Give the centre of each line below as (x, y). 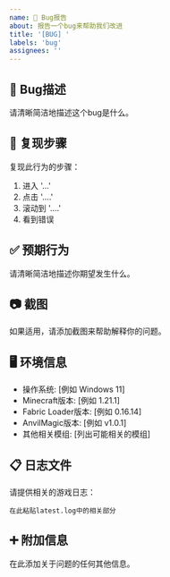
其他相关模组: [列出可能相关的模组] (86, 434)
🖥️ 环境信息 (38, 362)
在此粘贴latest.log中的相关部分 (63, 511)
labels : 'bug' (36, 42)
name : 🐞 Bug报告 (38, 17)
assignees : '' (36, 51)
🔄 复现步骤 (38, 144)
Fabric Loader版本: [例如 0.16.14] (82, 412)
